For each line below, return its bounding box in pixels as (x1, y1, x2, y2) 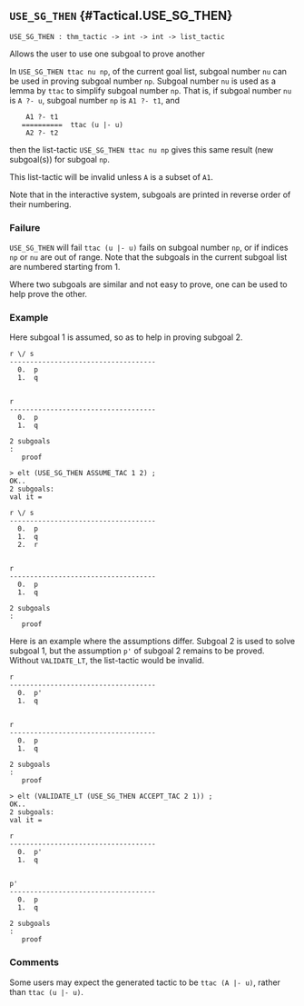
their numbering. (9, 198, 72, 209)
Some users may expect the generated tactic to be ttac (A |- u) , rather (9, 977, 281, 988)
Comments (9, 956, 59, 969)
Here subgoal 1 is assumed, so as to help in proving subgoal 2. (9, 332, 243, 343)
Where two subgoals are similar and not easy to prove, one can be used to (9, 279, 288, 290)
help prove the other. (9, 289, 88, 300)
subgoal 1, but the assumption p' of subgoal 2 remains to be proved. (9, 645, 265, 656)
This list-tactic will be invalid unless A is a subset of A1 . (9, 171, 213, 182)
